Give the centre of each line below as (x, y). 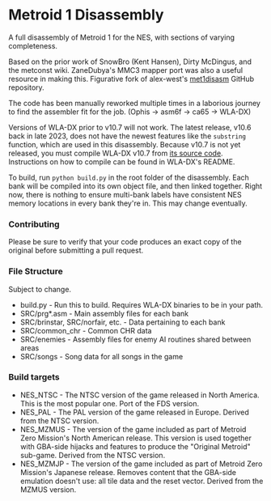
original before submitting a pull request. (76, 250)
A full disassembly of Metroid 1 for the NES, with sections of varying (122, 37)
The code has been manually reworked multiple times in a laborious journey (135, 103)
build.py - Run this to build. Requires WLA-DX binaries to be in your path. (142, 304)
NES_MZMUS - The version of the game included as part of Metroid (133, 429)
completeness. (33, 45)
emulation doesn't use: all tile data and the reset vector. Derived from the (142, 481)
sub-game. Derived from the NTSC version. (93, 455)
